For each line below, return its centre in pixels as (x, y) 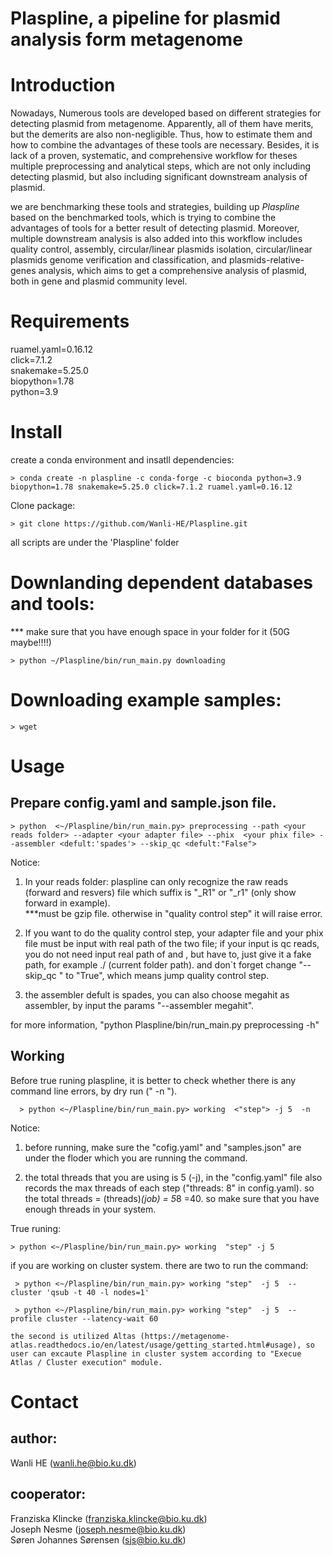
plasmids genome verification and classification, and (119, 260)
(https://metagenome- (184, 1336)
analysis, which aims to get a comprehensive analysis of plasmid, (173, 271)
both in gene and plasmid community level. (99, 281)
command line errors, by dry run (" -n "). (94, 1091)
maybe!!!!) (31, 642)
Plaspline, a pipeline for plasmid (145, 18)
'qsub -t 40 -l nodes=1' (98, 1292)
